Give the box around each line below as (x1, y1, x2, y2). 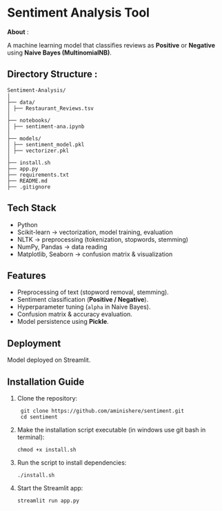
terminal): (17, 433, 45, 441)
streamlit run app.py (17, 497, 79, 504)
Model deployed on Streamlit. (7, 356, 91, 364)
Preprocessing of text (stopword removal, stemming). (17, 288, 169, 296)
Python (17, 220, 38, 229)
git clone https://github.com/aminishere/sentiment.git (20, 407, 185, 414)
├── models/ (7, 135, 41, 142)
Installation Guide (7, 376, 85, 387)
